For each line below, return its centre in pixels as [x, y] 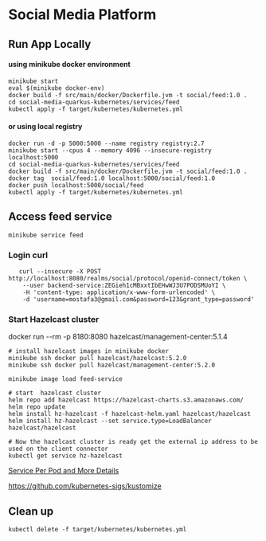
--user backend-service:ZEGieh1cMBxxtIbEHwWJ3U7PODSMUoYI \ [124, 286]
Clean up [31, 511]
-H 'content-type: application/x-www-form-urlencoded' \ [119, 292]
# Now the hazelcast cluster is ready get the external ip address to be [133, 442]
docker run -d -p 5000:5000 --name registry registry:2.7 [106, 143]
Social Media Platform [82, 15]
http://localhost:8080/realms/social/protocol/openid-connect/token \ [128, 279]
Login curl [28, 255]
